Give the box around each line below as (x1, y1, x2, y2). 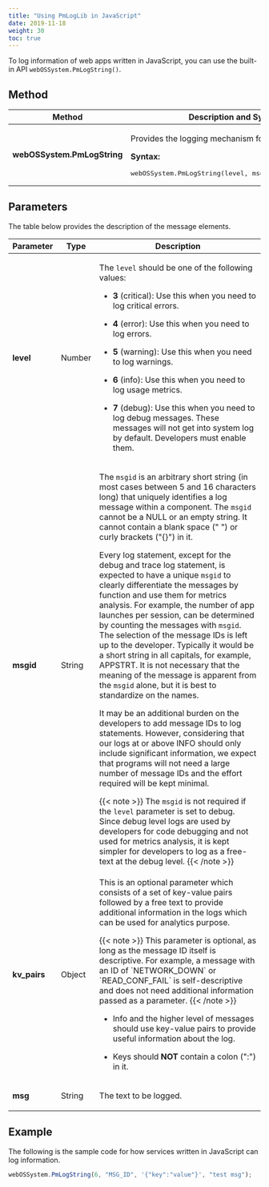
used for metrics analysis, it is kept (98, 835, 230, 847)
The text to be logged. (98, 1090, 183, 1101)
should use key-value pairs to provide (112, 1023, 256, 1034)
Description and (188, 111, 251, 123)
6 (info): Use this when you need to (112, 374, 246, 385)
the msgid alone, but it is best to (98, 679, 217, 690)
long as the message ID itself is (98, 944, 216, 956)
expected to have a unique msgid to (98, 569, 231, 581)
